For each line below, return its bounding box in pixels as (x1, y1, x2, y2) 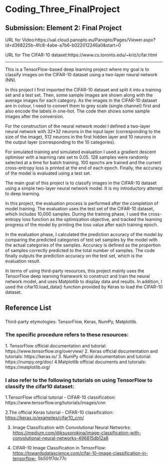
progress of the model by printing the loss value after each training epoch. (5, 222, 158, 227)
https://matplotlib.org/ (5, 364, 50, 370)
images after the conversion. (5, 113, 64, 119)
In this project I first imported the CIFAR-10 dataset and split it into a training (5, 87, 161, 92)
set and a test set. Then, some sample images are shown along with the (5, 92, 153, 98)
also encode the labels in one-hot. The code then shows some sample (5, 108, 150, 114)
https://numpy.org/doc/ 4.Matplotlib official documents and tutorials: (5, 359, 146, 365)
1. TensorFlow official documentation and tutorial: (5, 342, 107, 348)
